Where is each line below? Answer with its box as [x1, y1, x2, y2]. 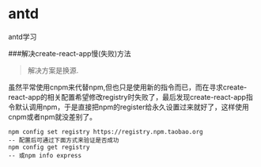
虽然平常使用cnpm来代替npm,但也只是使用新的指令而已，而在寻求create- [8, 82, 248, 92]
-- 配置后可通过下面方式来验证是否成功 [8, 136, 119, 144]
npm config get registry [8, 143, 90, 151]
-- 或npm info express [8, 151, 81, 159]
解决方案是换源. [27, 65, 79, 75]
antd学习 [8, 32, 37, 41]
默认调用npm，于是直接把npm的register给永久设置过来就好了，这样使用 [14, 102, 249, 112]
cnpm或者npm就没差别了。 [8, 112, 97, 121]
